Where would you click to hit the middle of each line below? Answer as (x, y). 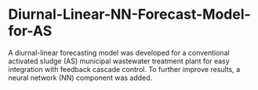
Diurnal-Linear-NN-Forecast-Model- (129, 14)
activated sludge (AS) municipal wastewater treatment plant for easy (119, 61)
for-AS (30, 31)
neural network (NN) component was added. (80, 77)
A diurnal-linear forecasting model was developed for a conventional (119, 52)
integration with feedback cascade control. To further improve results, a (124, 69)
